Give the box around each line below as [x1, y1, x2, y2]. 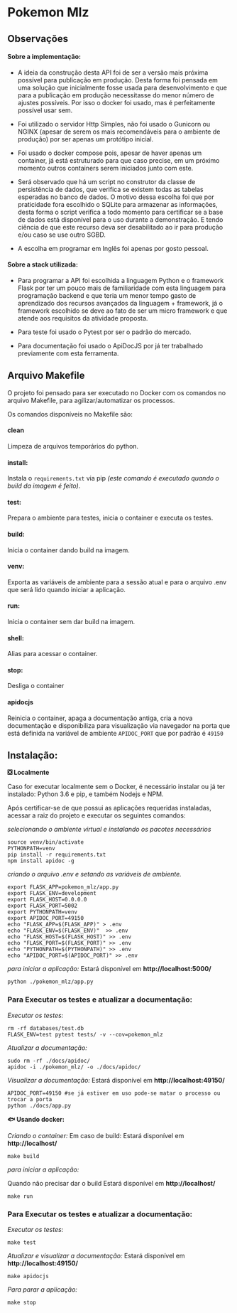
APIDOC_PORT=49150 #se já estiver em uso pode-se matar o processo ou [7, 1089, 221, 1097]
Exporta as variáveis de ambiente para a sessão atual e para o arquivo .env [7, 577, 227, 586]
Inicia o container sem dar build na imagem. [7, 618, 136, 626]
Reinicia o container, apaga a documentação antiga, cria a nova [7, 714, 193, 722]
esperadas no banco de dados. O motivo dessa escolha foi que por [17, 193, 214, 201]
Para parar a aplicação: [7, 1285, 78, 1294]
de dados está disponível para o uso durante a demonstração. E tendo [17, 215, 224, 224]
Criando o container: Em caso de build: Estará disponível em [7, 1131, 184, 1140]
